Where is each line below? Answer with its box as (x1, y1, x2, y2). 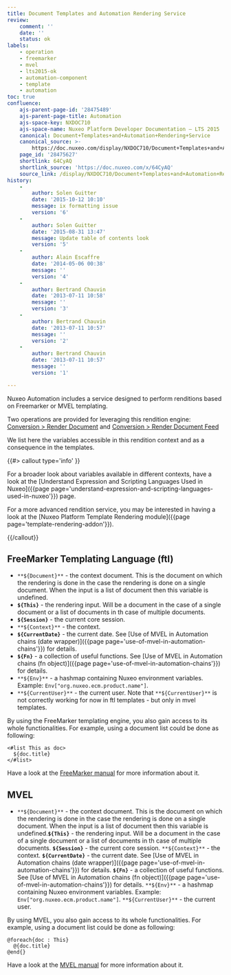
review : (7, 17, 30, 23)
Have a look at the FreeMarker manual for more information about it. (7, 769, 200, 777)
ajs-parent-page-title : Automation (19, 112, 122, 119)
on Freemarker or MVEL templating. (7, 402, 108, 410)
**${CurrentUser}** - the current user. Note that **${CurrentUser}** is (16, 689, 218, 697)
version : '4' (32, 273, 69, 280)
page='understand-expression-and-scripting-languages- (50, 484, 214, 493)
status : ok (19, 36, 51, 43)
